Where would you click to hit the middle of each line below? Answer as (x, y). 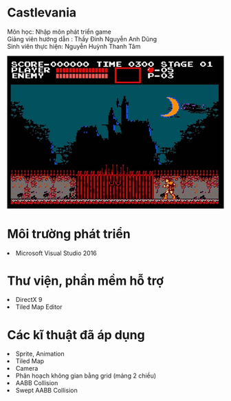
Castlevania (42, 13)
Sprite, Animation (41, 354)
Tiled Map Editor (39, 307)
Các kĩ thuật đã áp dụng (76, 335)
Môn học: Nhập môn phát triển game (59, 32)
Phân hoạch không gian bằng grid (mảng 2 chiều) (86, 376)
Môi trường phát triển (69, 234)
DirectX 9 (29, 300)
